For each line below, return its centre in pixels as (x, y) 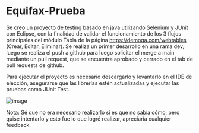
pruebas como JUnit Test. (38, 89)
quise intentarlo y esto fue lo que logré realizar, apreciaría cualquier (89, 118)
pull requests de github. (35, 65)
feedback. (18, 125)
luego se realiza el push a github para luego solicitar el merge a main (90, 52)
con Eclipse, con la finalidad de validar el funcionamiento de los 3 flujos (94, 33)
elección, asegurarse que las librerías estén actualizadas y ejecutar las (93, 83)
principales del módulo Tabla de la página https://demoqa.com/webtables (96, 40)
